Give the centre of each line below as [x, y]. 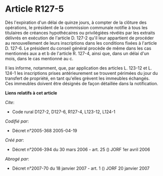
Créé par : [15, 140]
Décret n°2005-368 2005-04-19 [45, 130]
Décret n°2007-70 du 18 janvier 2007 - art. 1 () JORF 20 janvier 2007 [81, 168]
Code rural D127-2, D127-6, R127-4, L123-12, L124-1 [64, 112]
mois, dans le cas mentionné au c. [39, 58]
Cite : [10, 102]
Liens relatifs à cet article [31, 93]
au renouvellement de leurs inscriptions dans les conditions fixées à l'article [81, 43]
